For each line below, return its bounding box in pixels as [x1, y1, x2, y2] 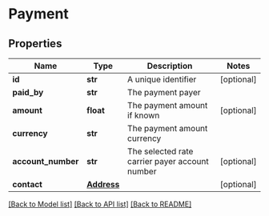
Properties [8, 37, 62, 50]
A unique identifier [126, 74, 197, 85]
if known [126, 110, 160, 121]
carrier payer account [126, 156, 210, 166]
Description [147, 61, 193, 71]
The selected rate [126, 146, 194, 157]
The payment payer [126, 87, 202, 98]
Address [86, 179, 120, 190]
